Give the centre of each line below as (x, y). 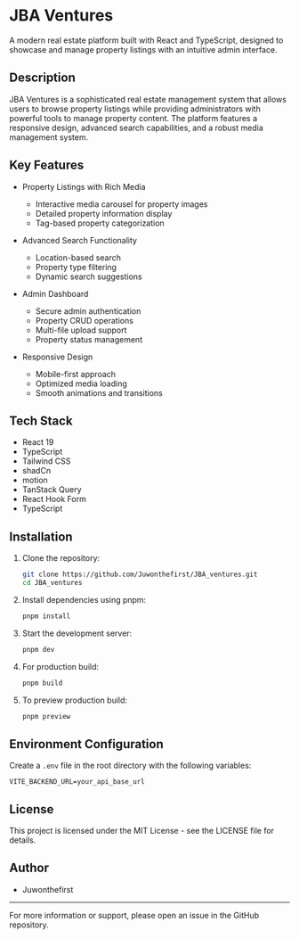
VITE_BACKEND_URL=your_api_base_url (77, 782)
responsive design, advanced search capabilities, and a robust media (137, 128)
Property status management (89, 339)
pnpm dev (38, 649)
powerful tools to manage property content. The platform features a (133, 118)
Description (42, 78)
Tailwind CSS (46, 461)
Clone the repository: (61, 558)
